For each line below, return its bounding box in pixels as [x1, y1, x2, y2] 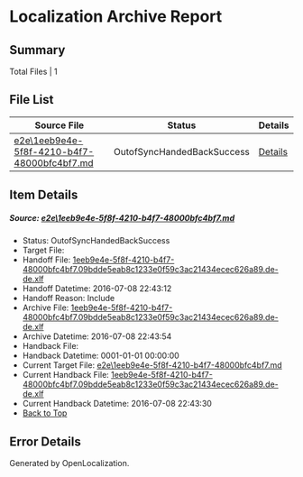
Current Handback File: [22, 370, 110, 381]
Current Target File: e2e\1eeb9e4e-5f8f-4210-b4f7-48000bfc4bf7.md [22, 360, 282, 371]
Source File [34, 119, 85, 132]
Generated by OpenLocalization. [9, 457, 130, 468]
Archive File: [22, 302, 69, 313]
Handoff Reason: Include [22, 293, 115, 304]
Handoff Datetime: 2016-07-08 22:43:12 [22, 283, 172, 294]
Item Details [9, 188, 78, 203]
